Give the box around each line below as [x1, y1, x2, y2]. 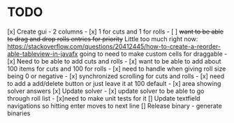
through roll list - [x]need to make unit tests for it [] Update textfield [7, 94, 200, 102]
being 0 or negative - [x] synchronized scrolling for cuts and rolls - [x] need [7, 71, 225, 80]
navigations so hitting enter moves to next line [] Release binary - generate [7, 101, 222, 110]
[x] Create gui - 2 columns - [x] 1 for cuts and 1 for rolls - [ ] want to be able [7, 27, 224, 36]
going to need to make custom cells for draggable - [79, 50, 228, 58]
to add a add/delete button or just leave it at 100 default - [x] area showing [7, 79, 221, 87]
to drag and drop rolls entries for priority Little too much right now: [7, 34, 198, 43]
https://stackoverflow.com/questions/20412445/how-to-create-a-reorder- [7, 42, 221, 50]
